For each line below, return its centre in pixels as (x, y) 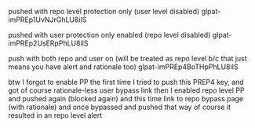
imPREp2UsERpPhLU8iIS (48, 43)
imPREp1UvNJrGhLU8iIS (47, 20)
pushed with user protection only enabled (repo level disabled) (109, 35)
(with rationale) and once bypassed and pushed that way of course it (120, 107)
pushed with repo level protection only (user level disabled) (104, 11)
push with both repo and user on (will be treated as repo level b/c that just (127, 59)
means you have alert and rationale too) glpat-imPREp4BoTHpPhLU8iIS (123, 67)
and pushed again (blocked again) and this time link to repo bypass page (126, 99)
